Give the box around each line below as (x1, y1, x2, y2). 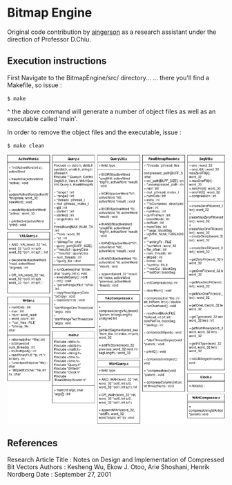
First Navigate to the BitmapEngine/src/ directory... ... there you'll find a (7, 73, 209, 82)
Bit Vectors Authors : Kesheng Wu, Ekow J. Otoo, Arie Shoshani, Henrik (7, 463, 210, 471)
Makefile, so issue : (7, 81, 62, 89)
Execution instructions (7, 55, 107, 67)
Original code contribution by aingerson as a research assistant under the (7, 28, 217, 36)
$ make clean (7, 142, 45, 149)
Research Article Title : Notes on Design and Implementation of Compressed (7, 455, 224, 464)
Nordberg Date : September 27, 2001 (7, 470, 112, 479)
